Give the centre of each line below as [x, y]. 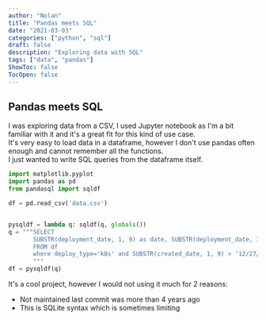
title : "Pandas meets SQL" [53, 23]
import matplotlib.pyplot [51, 174]
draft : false [30, 45]
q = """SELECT [32, 232]
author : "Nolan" [35, 15]
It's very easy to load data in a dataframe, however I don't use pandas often [131, 143]
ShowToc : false [33, 67]
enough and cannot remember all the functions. [86, 151]
